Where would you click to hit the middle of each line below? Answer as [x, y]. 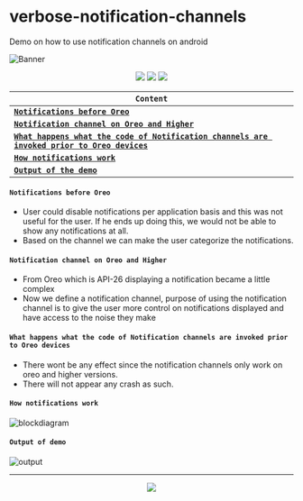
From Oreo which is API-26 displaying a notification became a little [146, 279]
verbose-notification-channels [128, 17]
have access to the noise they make [89, 318]
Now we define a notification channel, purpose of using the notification [154, 298]
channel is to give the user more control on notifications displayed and [153, 308]
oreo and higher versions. [70, 374]
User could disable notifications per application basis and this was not [153, 212]
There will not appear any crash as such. [98, 384]
